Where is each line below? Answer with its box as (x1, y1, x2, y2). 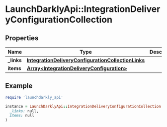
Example (5, 82, 33, 90)
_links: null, (9, 108, 39, 114)
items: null (9, 113, 35, 118)
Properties (5, 34, 39, 42)
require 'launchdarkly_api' (5, 95, 64, 100)
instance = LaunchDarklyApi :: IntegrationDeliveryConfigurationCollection (5, 104, 162, 109)
